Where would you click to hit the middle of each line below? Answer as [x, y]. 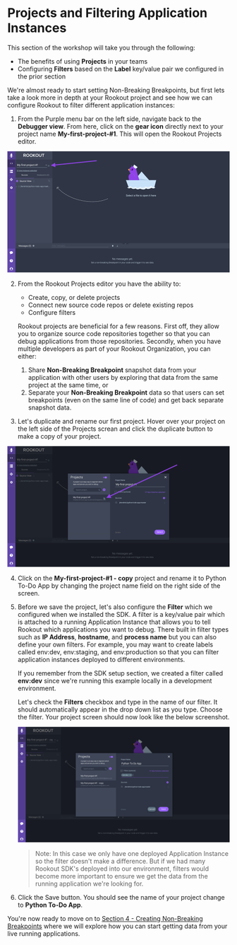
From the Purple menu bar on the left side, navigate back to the [109, 119]
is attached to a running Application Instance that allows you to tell [114, 622]
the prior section [41, 76]
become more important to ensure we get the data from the [121, 876]
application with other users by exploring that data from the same [123, 377]
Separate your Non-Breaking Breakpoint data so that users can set [126, 392]
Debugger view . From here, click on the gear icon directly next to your [120, 126]
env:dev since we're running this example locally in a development [115, 680]
